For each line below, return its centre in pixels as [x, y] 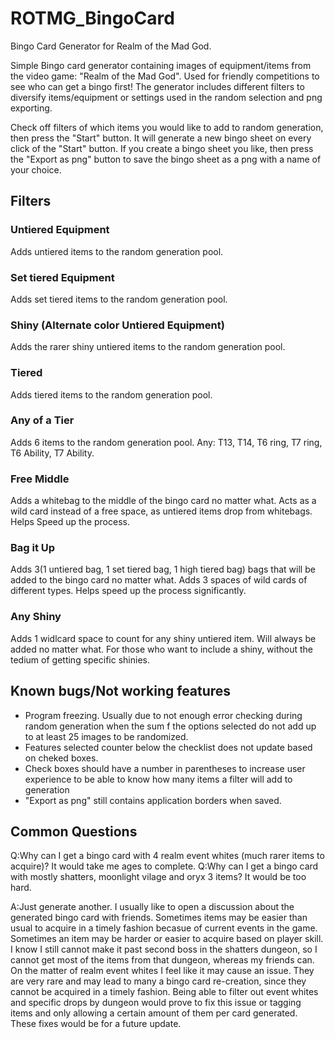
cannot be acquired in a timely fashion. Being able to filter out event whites [164, 992]
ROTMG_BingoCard [92, 18]
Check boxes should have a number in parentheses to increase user [165, 768]
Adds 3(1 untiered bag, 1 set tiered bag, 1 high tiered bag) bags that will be [163, 569]
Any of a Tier [42, 420]
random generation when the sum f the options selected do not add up [170, 726]
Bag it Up [33, 548]
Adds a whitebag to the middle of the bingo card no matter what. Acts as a [163, 501]
